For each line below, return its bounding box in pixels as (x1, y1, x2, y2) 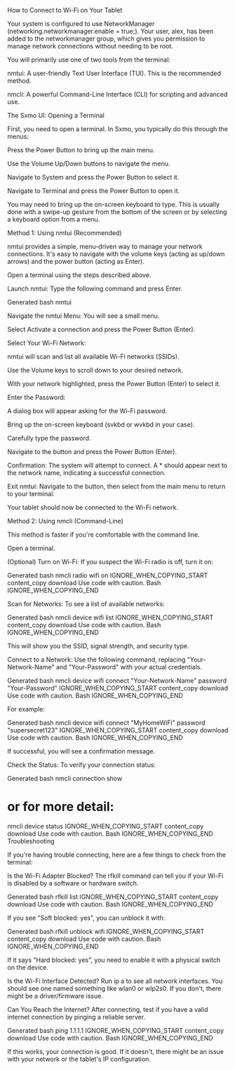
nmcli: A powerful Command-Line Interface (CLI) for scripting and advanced (7, 91, 228, 98)
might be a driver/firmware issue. (7, 991, 103, 1000)
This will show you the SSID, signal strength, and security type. (7, 642, 189, 650)
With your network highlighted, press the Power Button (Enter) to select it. (7, 380, 221, 388)
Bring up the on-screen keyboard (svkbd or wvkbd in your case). (7, 420, 195, 429)
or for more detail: (7, 799, 114, 815)
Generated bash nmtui (7, 298, 72, 306)
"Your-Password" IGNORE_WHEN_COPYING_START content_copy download (7, 684, 229, 692)
